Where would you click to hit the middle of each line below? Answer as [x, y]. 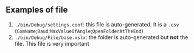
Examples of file [37, 10]
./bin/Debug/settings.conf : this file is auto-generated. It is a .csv [97, 24]
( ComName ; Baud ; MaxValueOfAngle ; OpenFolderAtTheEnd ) [79, 31]
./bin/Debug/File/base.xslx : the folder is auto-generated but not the [101, 37]
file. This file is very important [52, 43]
